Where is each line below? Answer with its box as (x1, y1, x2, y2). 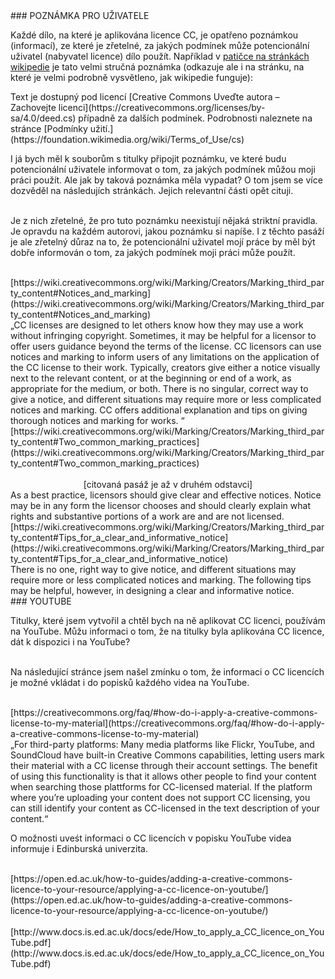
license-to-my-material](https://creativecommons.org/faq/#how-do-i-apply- (10, 717, 325, 729)
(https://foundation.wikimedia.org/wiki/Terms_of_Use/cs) (10, 134, 245, 145)
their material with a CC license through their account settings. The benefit (10, 760, 318, 771)
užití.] (89, 123, 114, 134)
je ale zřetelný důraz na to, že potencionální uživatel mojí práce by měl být (10, 236, 316, 248)
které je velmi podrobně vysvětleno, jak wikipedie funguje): (10, 72, 253, 83)
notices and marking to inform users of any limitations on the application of (10, 351, 320, 363)
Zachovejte (10, 102, 57, 113)
